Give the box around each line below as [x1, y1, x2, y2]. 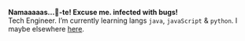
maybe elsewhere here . [8, 24, 85, 33]
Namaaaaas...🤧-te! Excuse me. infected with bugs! [8, 8, 179, 17]
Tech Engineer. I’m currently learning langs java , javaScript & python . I [8, 16, 238, 25]
